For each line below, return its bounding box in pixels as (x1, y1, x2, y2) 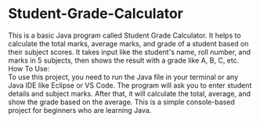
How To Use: (8, 63, 50, 73)
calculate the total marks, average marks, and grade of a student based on (8, 38, 249, 48)
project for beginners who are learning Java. (8, 105, 152, 114)
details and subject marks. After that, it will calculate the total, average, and (8, 89, 251, 98)
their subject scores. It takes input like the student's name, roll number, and (8, 47, 251, 56)
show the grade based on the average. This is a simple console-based (8, 97, 235, 107)
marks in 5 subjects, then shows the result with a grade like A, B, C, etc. (8, 56, 240, 65)
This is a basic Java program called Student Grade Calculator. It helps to (8, 31, 241, 40)
